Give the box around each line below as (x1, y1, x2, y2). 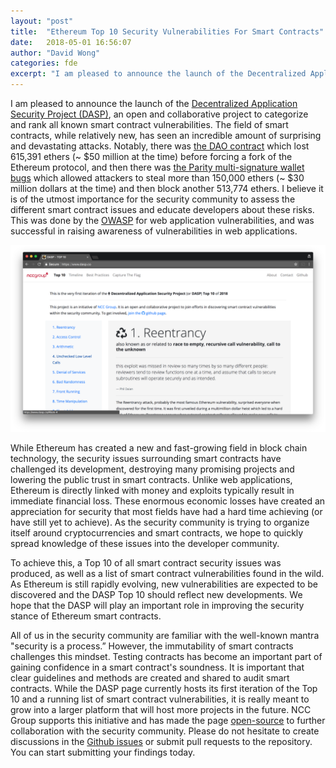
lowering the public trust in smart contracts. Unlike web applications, (10, 474, 293, 486)
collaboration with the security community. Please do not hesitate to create (10, 725, 320, 737)
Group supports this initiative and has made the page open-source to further (10, 715, 326, 727)
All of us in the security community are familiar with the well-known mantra (10, 630, 320, 642)
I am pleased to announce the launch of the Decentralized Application (10, 98, 298, 109)
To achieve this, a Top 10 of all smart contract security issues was (10, 557, 282, 569)
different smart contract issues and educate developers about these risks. (10, 204, 315, 215)
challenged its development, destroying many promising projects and (10, 463, 295, 475)
